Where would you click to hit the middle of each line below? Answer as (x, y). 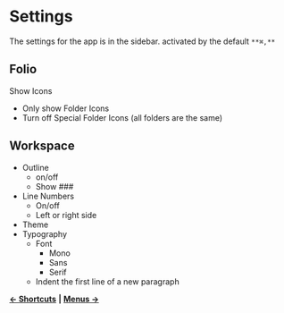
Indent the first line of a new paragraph (108, 281)
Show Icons (31, 90)
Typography (45, 233)
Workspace (42, 146)
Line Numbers (48, 196)
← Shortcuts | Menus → (54, 299)
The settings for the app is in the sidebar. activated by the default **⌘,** (142, 41)
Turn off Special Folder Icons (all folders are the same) (122, 117)
